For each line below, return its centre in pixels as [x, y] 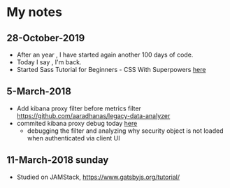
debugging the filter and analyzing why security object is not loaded [125, 131]
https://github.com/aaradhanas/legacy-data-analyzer [93, 115]
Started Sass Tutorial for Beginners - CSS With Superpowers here [111, 70]
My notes [34, 12]
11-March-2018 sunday [58, 160]
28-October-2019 [46, 38]
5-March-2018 [39, 92]
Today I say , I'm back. [49, 62]
